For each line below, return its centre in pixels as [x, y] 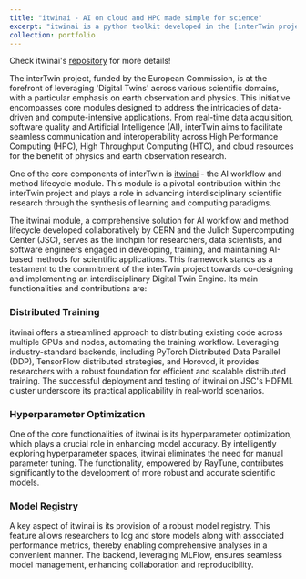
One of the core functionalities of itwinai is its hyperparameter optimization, [151, 434]
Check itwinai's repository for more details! [90, 61]
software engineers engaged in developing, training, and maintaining [138, 250]
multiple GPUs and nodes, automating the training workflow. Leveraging [144, 342]
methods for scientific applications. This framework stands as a [154, 259]
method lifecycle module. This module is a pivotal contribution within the [145, 184]
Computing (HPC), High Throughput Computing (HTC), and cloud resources [152, 146]
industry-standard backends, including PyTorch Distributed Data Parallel [145, 352]
